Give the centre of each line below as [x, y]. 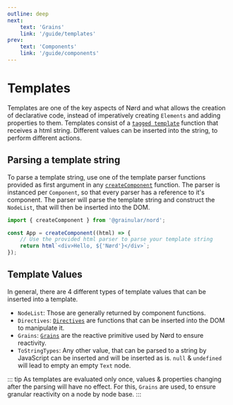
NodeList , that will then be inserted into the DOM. [79, 207]
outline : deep [28, 14]
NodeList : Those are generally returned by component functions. [112, 312]
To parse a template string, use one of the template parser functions [107, 177]
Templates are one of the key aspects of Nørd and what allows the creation [116, 107]
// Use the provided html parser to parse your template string [116, 240]
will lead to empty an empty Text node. [74, 365]
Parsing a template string [64, 160]
